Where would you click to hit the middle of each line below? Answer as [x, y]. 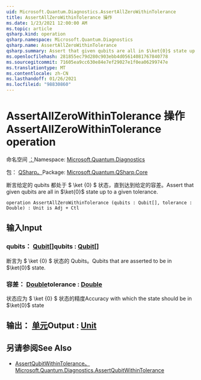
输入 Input [24, 228]
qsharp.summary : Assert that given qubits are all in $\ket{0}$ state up [101, 51]
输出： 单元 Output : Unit [51, 326]
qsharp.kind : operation [36, 34]
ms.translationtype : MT [36, 68]
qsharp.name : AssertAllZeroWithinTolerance [62, 46]
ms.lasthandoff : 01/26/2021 [42, 79]
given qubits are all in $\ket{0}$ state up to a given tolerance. [82, 192]
